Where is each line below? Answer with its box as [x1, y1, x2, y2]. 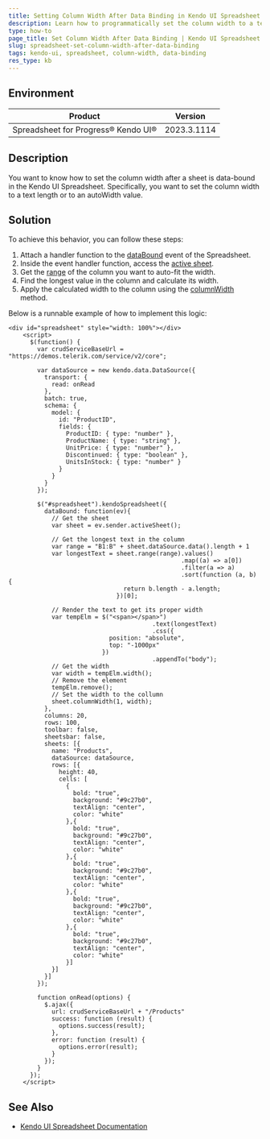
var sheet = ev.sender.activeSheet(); [51, 521, 182, 530]
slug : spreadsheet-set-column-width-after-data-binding [8, 42, 199, 50]
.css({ [152, 627, 174, 636]
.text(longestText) [152, 620, 218, 628]
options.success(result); [59, 1022, 146, 1030]
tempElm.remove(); [51, 684, 113, 692]
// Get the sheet [51, 515, 110, 523]
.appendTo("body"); [152, 656, 218, 664]
